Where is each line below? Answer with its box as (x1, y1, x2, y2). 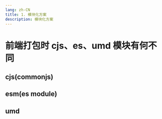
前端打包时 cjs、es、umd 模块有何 (5, 40, 148, 51)
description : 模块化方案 (5, 17, 54, 22)
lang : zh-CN (5, 7, 30, 13)
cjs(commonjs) (5, 72, 54, 81)
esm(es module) (5, 90, 57, 98)
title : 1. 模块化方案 (5, 12, 47, 17)
